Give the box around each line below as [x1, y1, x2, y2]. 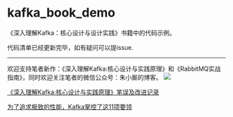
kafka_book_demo [7, 5, 116, 21]
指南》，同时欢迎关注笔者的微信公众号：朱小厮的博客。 [7, 73, 162, 81]
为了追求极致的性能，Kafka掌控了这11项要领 [7, 102, 132, 111]
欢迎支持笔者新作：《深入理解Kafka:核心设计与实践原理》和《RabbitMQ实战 [7, 64, 221, 73]
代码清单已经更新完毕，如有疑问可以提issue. [7, 43, 134, 51]
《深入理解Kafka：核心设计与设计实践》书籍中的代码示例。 [7, 28, 175, 37]
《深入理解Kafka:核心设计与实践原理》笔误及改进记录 [7, 88, 159, 96]
